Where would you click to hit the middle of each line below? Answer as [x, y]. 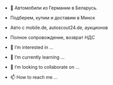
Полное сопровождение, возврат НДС [52, 37]
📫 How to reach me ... [34, 77]
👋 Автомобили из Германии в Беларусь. [54, 8]
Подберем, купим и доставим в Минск [53, 18]
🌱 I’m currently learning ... [37, 57]
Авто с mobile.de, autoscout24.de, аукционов [59, 27]
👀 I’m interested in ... [32, 47]
